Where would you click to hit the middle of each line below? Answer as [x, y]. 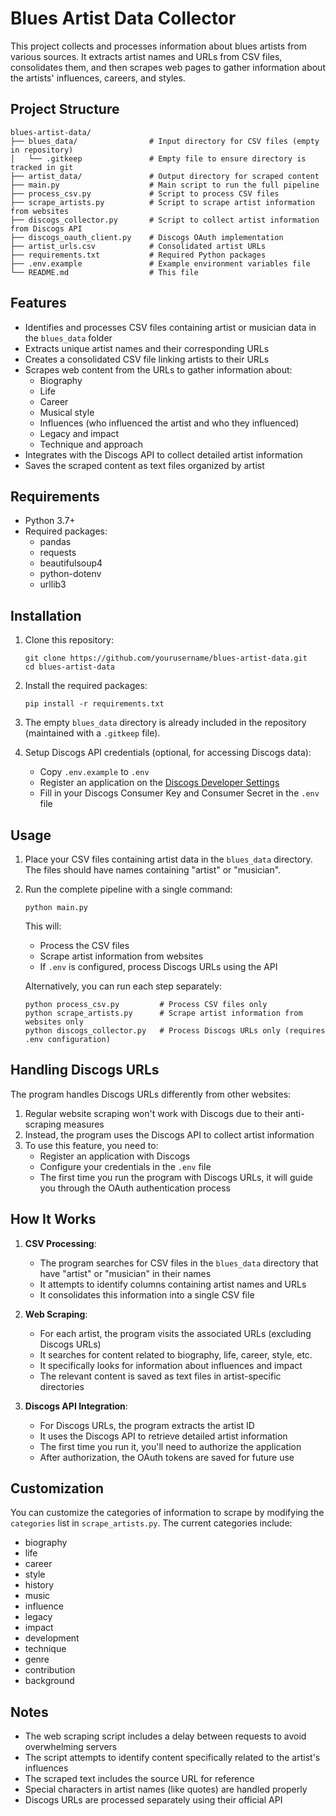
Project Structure [65, 109]
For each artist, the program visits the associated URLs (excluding [175, 1333]
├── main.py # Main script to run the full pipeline [165, 185]
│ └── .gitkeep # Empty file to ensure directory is [158, 158]
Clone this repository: [69, 640]
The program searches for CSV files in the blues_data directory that [179, 1263]
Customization [57, 1488]
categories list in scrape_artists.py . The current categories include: [151, 1523]
